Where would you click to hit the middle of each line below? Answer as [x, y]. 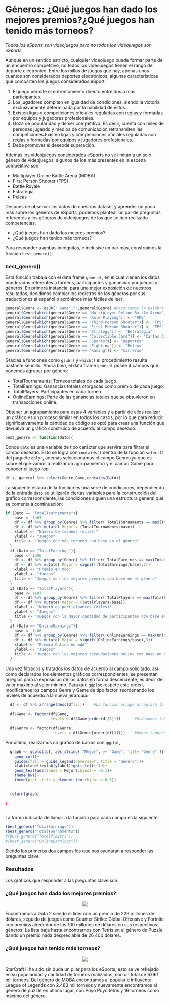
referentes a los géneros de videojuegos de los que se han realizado [77, 217]
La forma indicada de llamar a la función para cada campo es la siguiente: [82, 818]
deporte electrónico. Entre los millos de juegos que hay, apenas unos [77, 71]
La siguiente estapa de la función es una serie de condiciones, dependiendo [85, 487]
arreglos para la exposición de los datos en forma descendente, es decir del [84, 679]
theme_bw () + [27, 775]
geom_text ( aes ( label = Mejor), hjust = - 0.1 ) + [63, 771]
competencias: [21, 223]
